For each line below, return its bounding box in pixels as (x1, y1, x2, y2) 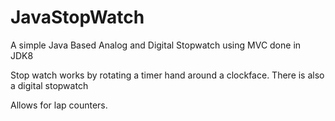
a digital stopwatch (10, 79, 89, 91)
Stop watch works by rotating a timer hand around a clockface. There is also (10, 69, 325, 81)
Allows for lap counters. (10, 99, 108, 111)
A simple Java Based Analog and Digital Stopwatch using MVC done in (10, 39, 302, 51)
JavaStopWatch (10, 6, 145, 29)
